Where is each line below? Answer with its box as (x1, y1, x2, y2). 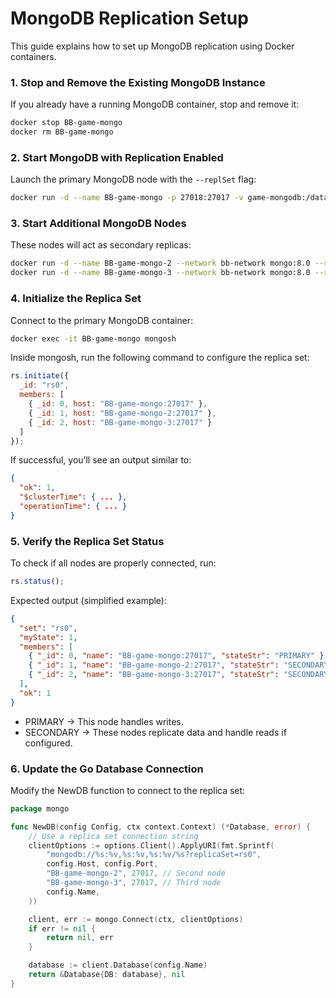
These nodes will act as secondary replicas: (10, 239, 192, 251)
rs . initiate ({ (10, 371, 70, 381)
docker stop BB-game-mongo (10, 118, 123, 128)
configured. (24, 737, 73, 749)
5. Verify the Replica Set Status (10, 534, 165, 548)
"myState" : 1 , (19, 632, 78, 642)
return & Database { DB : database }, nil (28, 970, 186, 980)
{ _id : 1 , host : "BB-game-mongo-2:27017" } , (28, 408, 217, 418)
